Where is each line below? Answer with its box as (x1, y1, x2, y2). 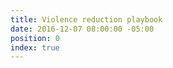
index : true (10, 42, 60, 53)
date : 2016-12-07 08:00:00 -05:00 (10, 24, 155, 34)
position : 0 (10, 33, 60, 43)
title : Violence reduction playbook (10, 14, 163, 25)
